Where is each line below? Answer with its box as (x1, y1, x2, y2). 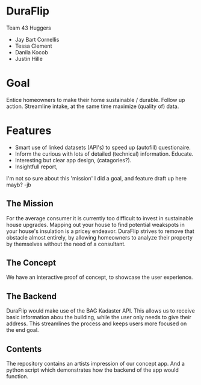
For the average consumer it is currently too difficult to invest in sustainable (6, 214, 194, 221)
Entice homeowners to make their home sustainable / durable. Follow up (6, 96, 185, 103)
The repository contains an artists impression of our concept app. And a (6, 360, 185, 367)
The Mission (6, 199, 54, 209)
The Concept (6, 258, 56, 268)
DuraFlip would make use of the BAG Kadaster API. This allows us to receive (6, 307, 196, 314)
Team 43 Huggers (6, 24, 51, 31)
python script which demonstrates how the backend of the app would (6, 366, 179, 374)
